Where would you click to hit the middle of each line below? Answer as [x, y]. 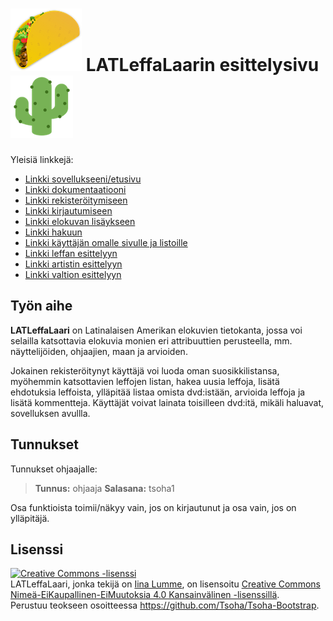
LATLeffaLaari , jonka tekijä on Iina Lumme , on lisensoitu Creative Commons [165, 584]
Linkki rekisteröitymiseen [76, 200]
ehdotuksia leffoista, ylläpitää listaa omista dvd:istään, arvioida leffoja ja [158, 392]
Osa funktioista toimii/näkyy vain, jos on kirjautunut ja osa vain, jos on [153, 507]
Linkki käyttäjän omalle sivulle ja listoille [106, 242]
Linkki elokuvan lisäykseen [80, 221]
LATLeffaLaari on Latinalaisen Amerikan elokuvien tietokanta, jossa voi [156, 330]
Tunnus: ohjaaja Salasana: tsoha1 [104, 488]
